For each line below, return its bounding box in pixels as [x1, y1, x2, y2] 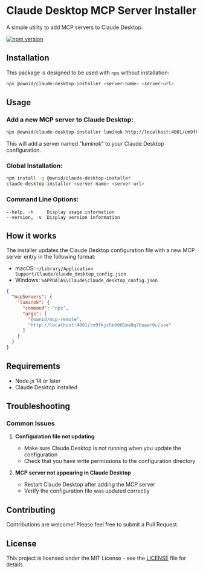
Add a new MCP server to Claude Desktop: [6, 115, 134, 124]
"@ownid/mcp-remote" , [28, 316, 83, 322]
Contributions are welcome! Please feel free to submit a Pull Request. [6, 521, 179, 528]
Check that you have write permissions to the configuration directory [24, 458, 196, 465]
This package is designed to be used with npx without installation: [6, 69, 170, 76]
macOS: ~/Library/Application [14, 265, 94, 272]
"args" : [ [22, 311, 47, 317]
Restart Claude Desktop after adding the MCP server [24, 481, 155, 488]
